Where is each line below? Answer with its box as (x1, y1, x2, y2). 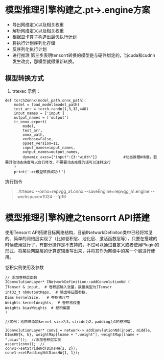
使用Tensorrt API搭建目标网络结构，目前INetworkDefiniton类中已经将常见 (5, 229, 153, 235)
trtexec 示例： (12, 88, 41, 94)
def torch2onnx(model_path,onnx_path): (5, 98, 87, 103)
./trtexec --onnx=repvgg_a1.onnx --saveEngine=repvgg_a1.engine (17, 188, 150, 194)
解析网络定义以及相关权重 (12, 27, 64, 33)
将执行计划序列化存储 (12, 40, 55, 46)
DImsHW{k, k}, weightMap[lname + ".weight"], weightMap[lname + (5, 332, 139, 337)
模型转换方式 (5, 74, 44, 82)
